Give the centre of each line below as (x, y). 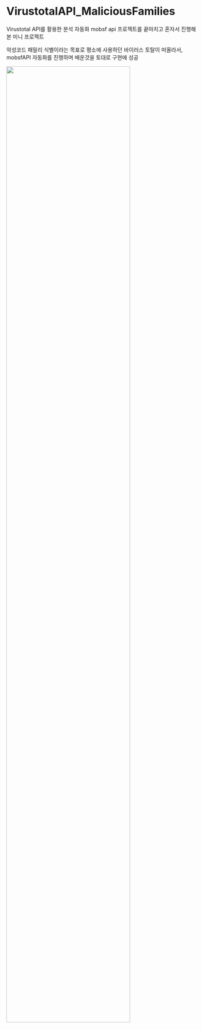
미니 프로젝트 (28, 36)
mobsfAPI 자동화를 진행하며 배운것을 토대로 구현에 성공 (73, 57)
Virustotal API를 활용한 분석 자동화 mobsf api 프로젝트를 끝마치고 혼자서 (93, 29)
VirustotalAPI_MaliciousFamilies (91, 11)
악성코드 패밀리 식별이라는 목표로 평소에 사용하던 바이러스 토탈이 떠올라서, (95, 50)
